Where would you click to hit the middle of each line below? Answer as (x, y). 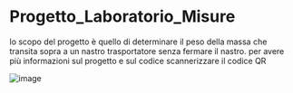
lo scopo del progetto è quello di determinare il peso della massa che (138, 42)
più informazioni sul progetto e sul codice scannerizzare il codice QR (138, 60)
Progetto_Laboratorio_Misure (122, 17)
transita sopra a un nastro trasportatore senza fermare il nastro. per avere (147, 51)
